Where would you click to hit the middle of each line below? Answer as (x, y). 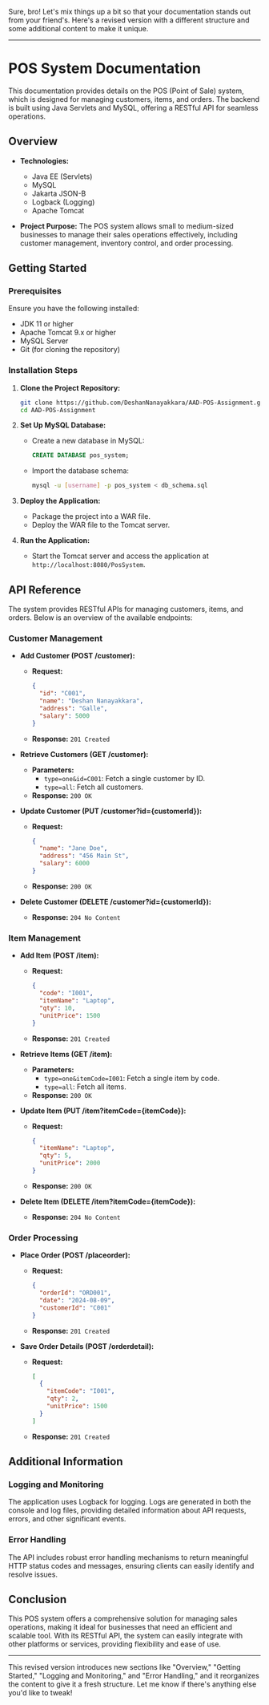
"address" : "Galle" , (73, 708)
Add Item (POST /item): (59, 956)
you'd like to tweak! (40, 1693)
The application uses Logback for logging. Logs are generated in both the (130, 1502)
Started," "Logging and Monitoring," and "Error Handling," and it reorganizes (134, 1676)
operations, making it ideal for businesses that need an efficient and (120, 1627)
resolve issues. (33, 1574)
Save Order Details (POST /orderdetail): (87, 1346)
